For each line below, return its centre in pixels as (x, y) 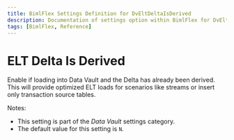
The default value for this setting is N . (70, 129)
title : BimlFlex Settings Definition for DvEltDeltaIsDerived (99, 14)
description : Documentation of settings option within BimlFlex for (109, 20)
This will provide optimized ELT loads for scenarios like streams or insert (111, 87)
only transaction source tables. (52, 95)
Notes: (17, 108)
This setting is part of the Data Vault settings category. (96, 121)
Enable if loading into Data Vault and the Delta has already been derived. (111, 80)
